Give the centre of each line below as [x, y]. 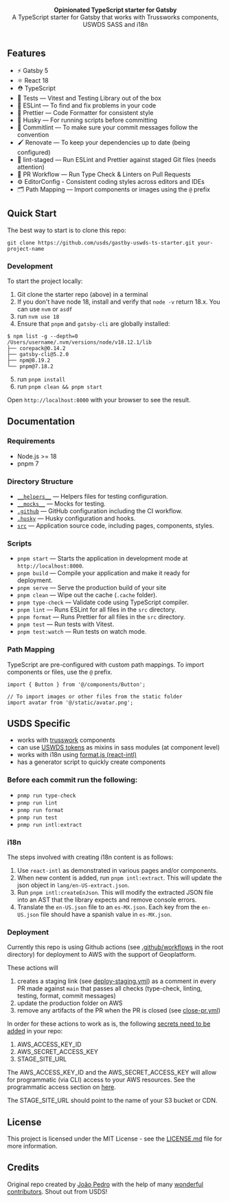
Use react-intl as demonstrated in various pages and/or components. [117, 870]
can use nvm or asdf [45, 309]
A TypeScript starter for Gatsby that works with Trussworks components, [115, 17]
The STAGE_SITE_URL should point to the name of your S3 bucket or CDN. [112, 1101]
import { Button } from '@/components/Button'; [77, 684]
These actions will [33, 968]
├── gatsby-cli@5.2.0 [38, 354]
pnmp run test [37, 818]
